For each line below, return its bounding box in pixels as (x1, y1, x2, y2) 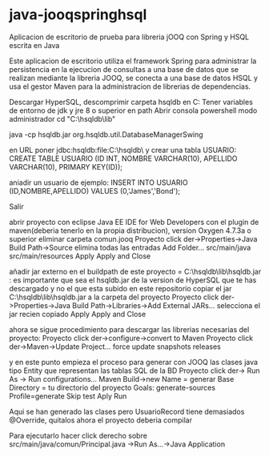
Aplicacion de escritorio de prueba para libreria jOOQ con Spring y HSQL (9, 32, 250, 42)
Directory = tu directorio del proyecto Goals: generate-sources (9, 383, 215, 392)
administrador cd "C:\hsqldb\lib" (9, 114, 116, 123)
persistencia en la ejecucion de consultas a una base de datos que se (9, 64, 239, 74)
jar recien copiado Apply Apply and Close (9, 309, 147, 319)
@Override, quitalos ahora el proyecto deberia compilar (9, 415, 193, 425)
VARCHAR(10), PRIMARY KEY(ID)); (9, 162, 123, 171)
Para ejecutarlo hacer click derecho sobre (9, 431, 147, 440)
